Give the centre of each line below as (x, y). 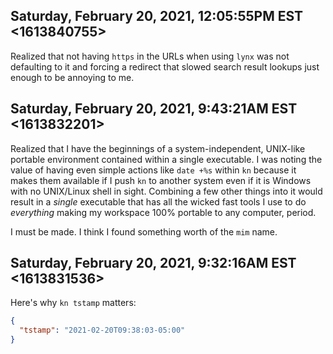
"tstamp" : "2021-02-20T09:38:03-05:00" (102, 330)
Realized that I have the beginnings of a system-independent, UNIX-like (158, 148)
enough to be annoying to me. (72, 77)
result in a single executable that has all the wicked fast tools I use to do (158, 201)
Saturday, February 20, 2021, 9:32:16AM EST (153, 263)
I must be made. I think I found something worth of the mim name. (144, 231)
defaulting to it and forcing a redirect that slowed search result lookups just (165, 66)
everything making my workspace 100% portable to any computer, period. (163, 212)
